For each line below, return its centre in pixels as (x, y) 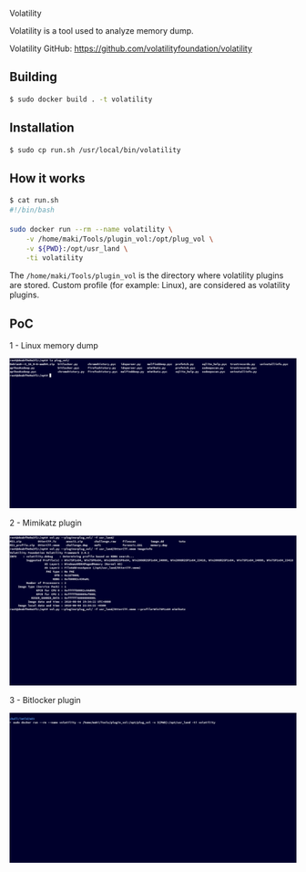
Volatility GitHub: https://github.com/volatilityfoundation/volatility (131, 48)
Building (33, 77)
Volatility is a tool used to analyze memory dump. (102, 31)
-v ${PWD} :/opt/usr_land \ (77, 249)
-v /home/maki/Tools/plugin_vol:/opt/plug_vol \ (120, 239)
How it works (47, 178)
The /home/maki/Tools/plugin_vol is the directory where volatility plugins (147, 275)
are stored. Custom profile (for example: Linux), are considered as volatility (150, 285)
